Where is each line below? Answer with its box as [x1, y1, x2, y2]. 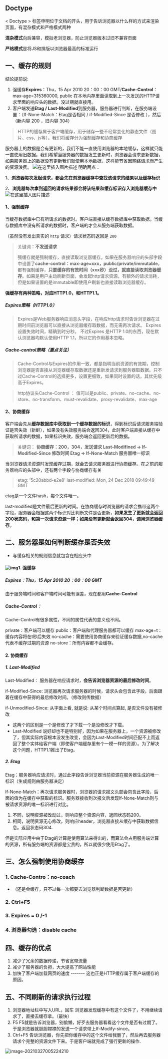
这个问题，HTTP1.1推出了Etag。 [12, 747, 77, 753]
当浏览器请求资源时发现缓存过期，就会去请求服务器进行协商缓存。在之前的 [5, 461, 158, 467]
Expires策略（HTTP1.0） [5, 302, 57, 308]
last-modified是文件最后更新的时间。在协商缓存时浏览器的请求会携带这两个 [5, 503, 160, 509]
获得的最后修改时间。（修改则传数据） [26, 694, 104, 700]
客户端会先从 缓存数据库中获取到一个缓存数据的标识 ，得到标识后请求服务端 [5, 421, 158, 427]
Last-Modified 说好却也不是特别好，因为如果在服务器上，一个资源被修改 [12, 728, 161, 734]
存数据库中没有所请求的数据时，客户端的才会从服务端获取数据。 [5, 222, 136, 228]
